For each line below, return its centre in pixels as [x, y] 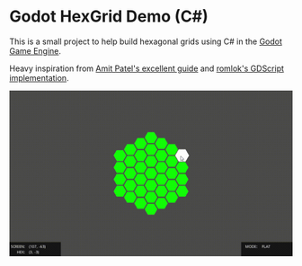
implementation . [39, 77]
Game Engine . [35, 50]
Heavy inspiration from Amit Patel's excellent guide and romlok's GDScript [147, 68]
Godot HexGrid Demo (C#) [109, 17]
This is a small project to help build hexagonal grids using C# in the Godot [146, 41]
